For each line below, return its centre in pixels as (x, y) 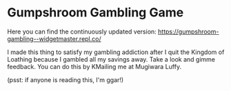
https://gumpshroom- (188, 31)
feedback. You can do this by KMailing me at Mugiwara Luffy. (94, 66)
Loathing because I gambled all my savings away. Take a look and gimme (111, 59)
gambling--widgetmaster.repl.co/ (54, 38)
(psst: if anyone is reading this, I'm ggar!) (66, 79)
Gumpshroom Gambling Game (96, 13)
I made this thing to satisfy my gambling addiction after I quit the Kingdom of (116, 52)
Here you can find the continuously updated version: (82, 31)
